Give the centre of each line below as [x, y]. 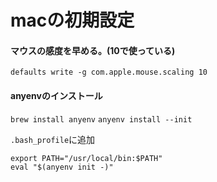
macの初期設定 [72, 20]
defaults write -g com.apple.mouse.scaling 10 [109, 72]
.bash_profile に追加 [53, 139]
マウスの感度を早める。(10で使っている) [93, 50]
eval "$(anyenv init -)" [62, 167]
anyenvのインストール [56, 95]
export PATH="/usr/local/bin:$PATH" [86, 158]
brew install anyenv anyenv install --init [101, 119]
